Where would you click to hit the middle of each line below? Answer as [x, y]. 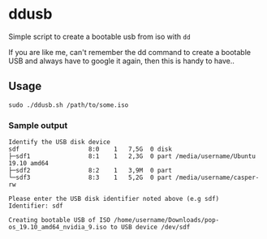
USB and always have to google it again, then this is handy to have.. [122, 61]
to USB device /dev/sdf [150, 228]
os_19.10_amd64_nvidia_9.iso [58, 228]
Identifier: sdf [36, 206]
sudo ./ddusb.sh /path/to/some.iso [69, 105]
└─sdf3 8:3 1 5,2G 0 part [90, 178]
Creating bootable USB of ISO [60, 220]
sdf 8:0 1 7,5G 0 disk [90, 149]
